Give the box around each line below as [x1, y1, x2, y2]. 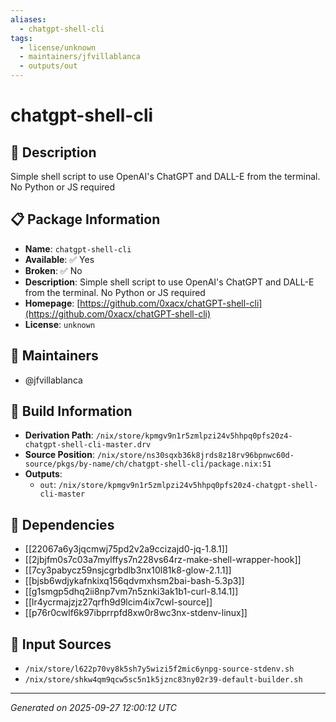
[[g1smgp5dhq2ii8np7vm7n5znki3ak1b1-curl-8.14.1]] [24, 586, 239, 598]
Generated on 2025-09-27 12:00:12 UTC [10, 702, 178, 714]
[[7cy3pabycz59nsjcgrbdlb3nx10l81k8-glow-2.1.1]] [24, 564, 232, 576]
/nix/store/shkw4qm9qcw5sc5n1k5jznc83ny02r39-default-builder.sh [24, 675, 303, 685]
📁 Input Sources [10, 636, 112, 653]
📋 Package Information [10, 211, 161, 228]
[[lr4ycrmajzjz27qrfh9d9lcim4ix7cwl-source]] [24, 596, 213, 608]
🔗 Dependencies [10, 516, 115, 533]
